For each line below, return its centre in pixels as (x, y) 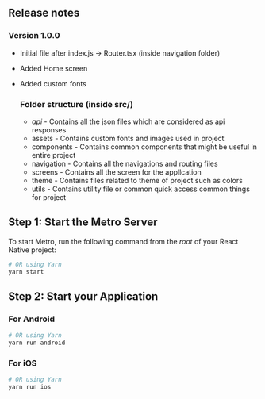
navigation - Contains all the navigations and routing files (125, 163)
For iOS (23, 363)
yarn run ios (30, 387)
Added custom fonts (53, 83)
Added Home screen (54, 68)
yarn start (26, 272)
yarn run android (37, 343)
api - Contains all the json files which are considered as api (128, 121)
